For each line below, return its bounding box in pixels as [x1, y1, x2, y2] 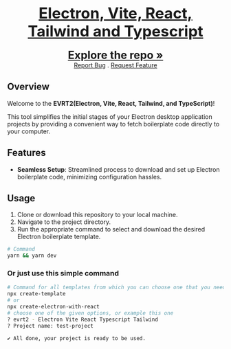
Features [7, 147, 46, 159]
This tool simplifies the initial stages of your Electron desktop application [7, 112, 212, 121]
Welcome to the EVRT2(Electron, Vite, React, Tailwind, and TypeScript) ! [7, 99, 215, 107]
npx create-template [7, 291, 67, 297]
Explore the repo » [67, 48, 164, 62]
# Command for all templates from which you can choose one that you [7, 284, 211, 291]
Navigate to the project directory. [16, 218, 111, 226]
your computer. [7, 127, 51, 135]
